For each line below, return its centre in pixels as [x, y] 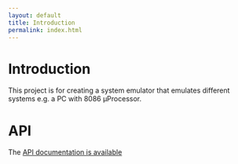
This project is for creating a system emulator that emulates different [119, 90]
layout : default [35, 15]
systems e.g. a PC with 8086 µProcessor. [75, 99]
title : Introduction [42, 23]
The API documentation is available [65, 152]
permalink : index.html [45, 30]
